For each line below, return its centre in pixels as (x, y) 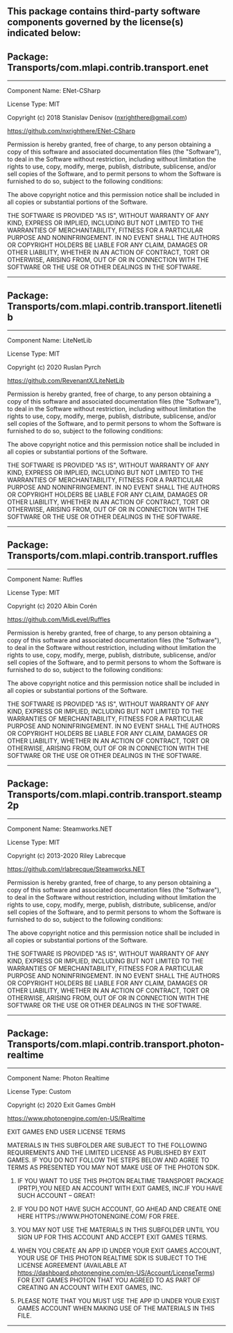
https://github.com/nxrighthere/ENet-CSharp (71, 131)
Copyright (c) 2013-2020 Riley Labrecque (67, 855)
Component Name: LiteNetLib (50, 341)
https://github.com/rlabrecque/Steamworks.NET (76, 869)
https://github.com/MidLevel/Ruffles (59, 619)
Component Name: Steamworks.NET (60, 829)
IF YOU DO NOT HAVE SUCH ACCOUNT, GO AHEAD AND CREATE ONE (119, 1209)
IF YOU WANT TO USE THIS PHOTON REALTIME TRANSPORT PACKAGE (120, 1181)
